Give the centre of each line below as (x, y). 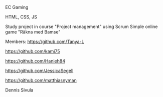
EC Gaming (17, 7)
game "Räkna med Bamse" (33, 32)
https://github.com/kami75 (33, 51)
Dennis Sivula (19, 90)
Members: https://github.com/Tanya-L (45, 41)
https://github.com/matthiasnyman (41, 80)
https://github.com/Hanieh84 (35, 61)
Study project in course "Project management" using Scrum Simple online (81, 26)
